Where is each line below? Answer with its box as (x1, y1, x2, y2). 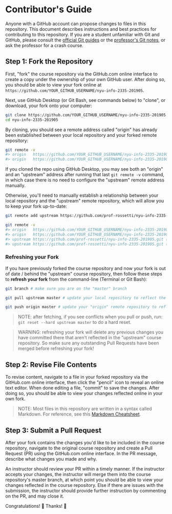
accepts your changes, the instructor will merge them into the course (5, 471, 151, 477)
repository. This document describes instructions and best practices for (5, 26, 157, 32)
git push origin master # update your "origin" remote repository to (5, 304, 157, 310)
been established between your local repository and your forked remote (5, 132, 157, 138)
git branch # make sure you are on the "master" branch (5, 286, 127, 291)
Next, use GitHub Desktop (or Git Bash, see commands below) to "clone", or (5, 97, 165, 103)
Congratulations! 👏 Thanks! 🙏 (5, 503, 67, 509)
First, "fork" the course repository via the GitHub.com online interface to (5, 71, 158, 77)
